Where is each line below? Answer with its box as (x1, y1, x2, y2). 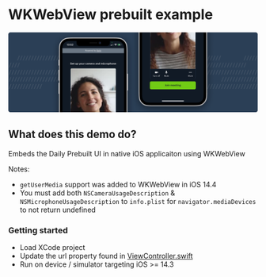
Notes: (8, 164, 30, 174)
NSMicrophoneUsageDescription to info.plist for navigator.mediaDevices (19, 196, 256, 206)
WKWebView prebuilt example (8, 6, 214, 24)
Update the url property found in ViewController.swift (19, 251, 193, 260)
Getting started (8, 225, 69, 236)
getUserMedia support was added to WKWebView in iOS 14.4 (19, 179, 217, 189)
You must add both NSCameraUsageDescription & (19, 188, 176, 198)
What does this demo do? (8, 128, 137, 141)
